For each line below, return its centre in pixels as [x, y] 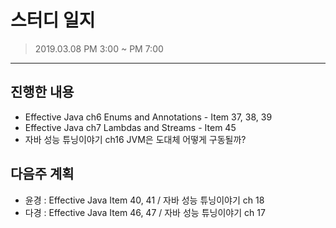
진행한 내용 [42, 92]
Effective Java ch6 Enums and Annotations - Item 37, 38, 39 [148, 117]
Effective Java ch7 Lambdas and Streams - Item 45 [130, 127]
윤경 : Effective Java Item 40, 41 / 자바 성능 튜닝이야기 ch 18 [144, 200]
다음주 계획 [42, 174]
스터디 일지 [53, 20]
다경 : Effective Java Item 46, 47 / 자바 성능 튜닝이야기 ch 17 [145, 212]
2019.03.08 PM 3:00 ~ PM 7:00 [99, 48]
